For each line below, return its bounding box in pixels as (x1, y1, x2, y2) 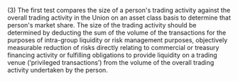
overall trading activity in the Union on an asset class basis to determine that (7, 13, 231, 22)
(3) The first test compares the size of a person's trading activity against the (7, 6, 231, 14)
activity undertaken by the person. (7, 66, 108, 74)
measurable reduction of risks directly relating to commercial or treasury (7, 44, 220, 51)
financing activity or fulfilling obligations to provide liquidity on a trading (7, 51, 218, 59)
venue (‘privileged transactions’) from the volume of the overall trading (7, 58, 215, 66)
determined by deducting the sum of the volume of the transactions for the (7, 28, 227, 37)
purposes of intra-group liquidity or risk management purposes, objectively (7, 36, 228, 44)
